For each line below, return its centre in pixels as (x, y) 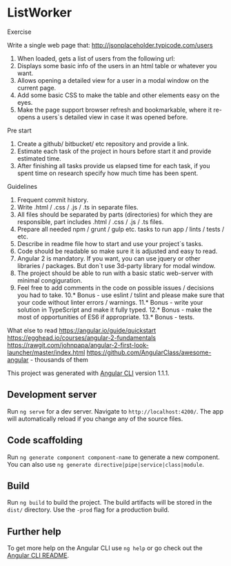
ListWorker (40, 13)
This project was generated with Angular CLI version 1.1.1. (89, 373)
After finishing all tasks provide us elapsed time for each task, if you (113, 165)
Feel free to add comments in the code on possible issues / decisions (115, 287)
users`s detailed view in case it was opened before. (115, 117)
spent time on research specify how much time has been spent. (108, 173)
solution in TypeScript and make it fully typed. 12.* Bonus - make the (114, 310)
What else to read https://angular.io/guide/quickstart (82, 330)
